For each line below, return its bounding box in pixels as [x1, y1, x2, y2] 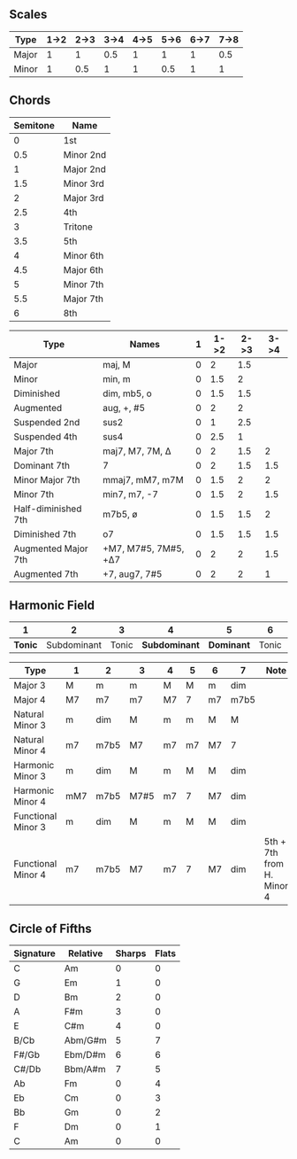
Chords [9, 93, 51, 108]
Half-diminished [13, 502, 82, 515]
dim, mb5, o [103, 387, 152, 400]
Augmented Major [13, 542, 88, 555]
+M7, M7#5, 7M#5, [103, 542, 185, 555]
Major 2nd [63, 163, 106, 175]
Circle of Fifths [9, 921, 93, 936]
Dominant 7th [13, 459, 71, 471]
